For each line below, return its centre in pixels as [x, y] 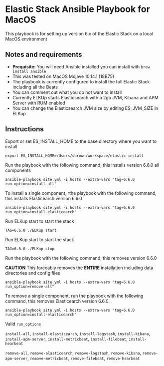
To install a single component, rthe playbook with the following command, [81, 193]
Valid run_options [23, 324]
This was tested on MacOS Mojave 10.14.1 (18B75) [63, 76]
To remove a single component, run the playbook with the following [74, 296]
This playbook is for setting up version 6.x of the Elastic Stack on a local [79, 33]
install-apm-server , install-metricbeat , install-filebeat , [67, 339]
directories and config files [33, 273]
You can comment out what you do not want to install [67, 92]
